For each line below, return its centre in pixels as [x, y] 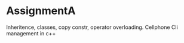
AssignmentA [41, 11]
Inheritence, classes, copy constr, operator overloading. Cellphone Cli [92, 27]
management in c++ [31, 33]
